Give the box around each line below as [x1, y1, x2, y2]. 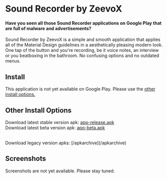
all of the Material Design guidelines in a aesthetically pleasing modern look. [5, 42, 163, 48]
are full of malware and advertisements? [5, 25, 92, 31]
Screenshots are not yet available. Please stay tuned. [5, 167, 115, 174]
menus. [5, 58, 21, 64]
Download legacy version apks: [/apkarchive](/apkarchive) [5, 140, 127, 146]
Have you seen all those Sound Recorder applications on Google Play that [5, 20, 162, 26]
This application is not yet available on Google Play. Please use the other [5, 86, 156, 92]
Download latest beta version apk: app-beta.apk [5, 125, 105, 131]
